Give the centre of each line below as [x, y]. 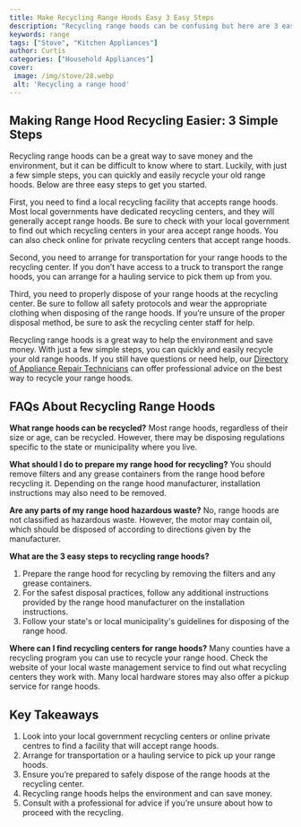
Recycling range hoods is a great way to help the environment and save [141, 340]
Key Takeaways [54, 714]
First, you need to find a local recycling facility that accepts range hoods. [144, 202]
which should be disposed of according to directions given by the [130, 529]
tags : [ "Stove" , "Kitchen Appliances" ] [84, 43]
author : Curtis [38, 51]
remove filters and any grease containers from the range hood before [138, 474]
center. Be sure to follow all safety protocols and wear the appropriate [138, 304]
